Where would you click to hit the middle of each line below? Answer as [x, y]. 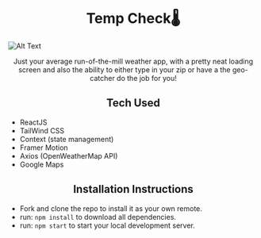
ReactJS [33, 122]
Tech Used [133, 103]
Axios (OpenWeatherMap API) [69, 155]
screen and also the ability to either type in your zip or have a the [125, 69]
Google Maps [42, 164]
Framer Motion [44, 148]
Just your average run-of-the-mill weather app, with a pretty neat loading [133, 61]
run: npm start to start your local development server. [107, 225]
